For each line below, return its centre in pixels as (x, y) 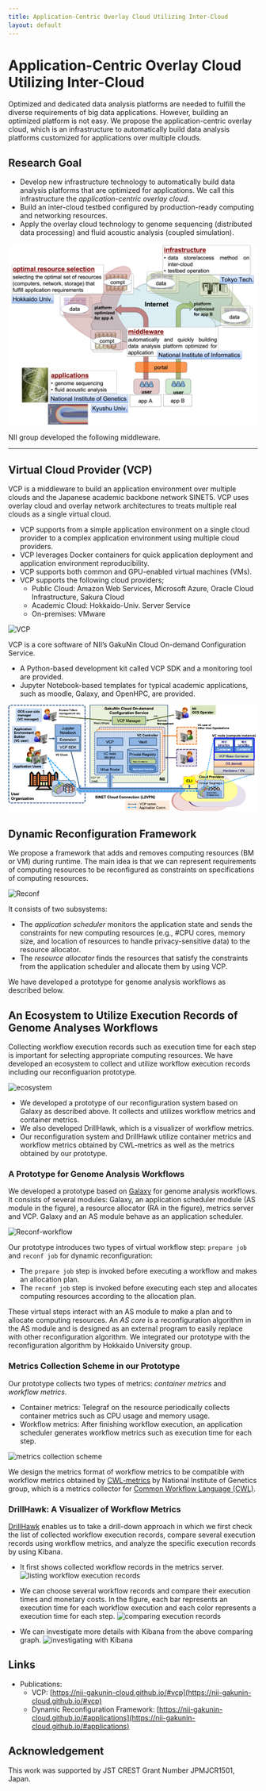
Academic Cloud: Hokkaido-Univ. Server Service (111, 605)
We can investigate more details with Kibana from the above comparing (136, 1632)
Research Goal (45, 163)
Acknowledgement (56, 1751)
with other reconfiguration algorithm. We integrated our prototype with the (129, 1337)
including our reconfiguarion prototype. (72, 1072)
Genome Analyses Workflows (83, 1028)
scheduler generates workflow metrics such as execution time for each (135, 1432)
